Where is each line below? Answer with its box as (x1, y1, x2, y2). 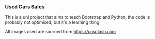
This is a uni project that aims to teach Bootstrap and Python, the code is (5, 14, 150, 20)
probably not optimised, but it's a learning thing (5, 19, 100, 25)
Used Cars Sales (5, 3, 45, 10)
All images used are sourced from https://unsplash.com (5, 29, 116, 35)
